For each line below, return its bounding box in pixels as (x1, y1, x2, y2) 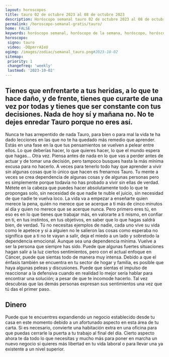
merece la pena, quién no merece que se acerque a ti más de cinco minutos (5, 200, 162, 206)
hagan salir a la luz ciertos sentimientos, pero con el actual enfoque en (5, 249, 152, 255)
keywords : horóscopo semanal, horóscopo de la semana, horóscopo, (5, 31, 147, 36)
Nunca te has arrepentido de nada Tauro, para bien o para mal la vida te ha (5, 131, 161, 137)
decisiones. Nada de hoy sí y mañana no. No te (5, 110, 154, 118)
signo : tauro (7, 40, 35, 45)
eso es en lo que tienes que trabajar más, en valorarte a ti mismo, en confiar (5, 211, 163, 217)
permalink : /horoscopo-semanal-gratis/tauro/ (5, 21, 102, 27)
